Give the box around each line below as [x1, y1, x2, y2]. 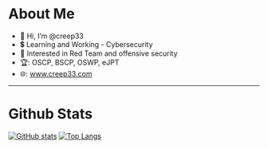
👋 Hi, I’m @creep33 [19, 31, 84, 41]
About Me [8, 5, 75, 23]
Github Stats [8, 105, 93, 124]
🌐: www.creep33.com [19, 69, 93, 78]
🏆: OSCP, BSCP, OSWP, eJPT [19, 57, 120, 67]
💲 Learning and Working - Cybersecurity [19, 39, 153, 49]
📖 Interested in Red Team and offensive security [19, 49, 178, 58]
